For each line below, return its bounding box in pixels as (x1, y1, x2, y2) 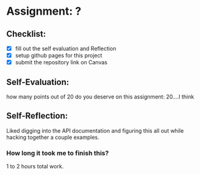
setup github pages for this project (15, 52, 102, 59)
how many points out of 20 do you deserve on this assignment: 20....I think (6, 93, 195, 100)
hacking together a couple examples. (6, 133, 99, 141)
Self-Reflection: (6, 111, 68, 121)
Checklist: (6, 29, 46, 39)
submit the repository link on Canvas (15, 59, 108, 66)
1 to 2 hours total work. (6, 163, 64, 170)
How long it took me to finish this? (6, 149, 109, 157)
